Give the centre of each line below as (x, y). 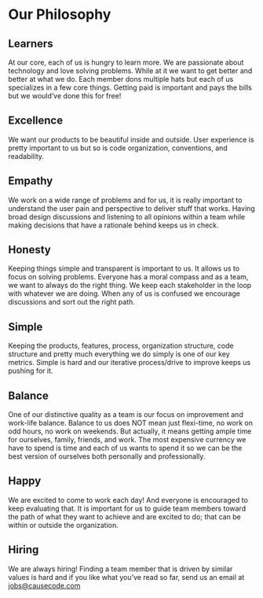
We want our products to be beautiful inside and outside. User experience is (131, 139)
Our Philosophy (60, 15)
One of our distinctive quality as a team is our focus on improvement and (126, 415)
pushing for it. (31, 371)
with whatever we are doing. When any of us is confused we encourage (124, 293)
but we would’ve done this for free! (65, 96)
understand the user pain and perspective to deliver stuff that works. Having (131, 208)
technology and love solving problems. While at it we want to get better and (130, 71)
